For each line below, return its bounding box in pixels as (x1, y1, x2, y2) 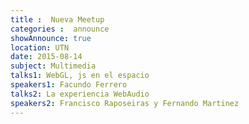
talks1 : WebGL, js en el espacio (10, 71, 150, 81)
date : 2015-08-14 (10, 52, 83, 62)
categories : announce (10, 24, 110, 34)
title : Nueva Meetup (10, 14, 105, 25)
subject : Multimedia (10, 61, 97, 71)
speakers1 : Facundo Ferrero (10, 80, 128, 90)
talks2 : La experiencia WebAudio (10, 89, 150, 99)
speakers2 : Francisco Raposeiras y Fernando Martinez (10, 98, 240, 108)
